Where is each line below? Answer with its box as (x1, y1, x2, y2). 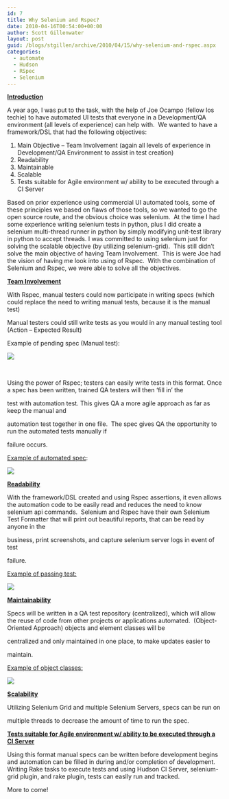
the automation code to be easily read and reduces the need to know (7, 501, 202, 509)
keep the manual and (7, 407, 67, 415)
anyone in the (7, 523, 46, 531)
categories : (7, 49, 41, 56)
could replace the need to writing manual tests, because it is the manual (7, 298, 210, 306)
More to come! (7, 786, 49, 794)
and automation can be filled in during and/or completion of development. (7, 758, 216, 766)
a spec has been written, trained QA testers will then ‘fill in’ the (7, 386, 184, 394)
